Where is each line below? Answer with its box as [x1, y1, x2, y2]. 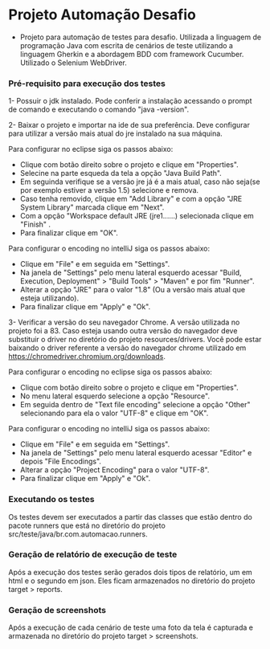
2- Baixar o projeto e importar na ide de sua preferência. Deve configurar [8, 120, 251, 130]
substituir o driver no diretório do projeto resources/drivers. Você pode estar [8, 335, 262, 345]
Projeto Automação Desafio [8, 6, 197, 24]
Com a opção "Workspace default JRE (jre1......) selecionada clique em [19, 211, 255, 221]
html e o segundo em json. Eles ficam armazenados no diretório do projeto [8, 576, 256, 586]
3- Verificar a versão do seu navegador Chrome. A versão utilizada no [8, 317, 240, 327]
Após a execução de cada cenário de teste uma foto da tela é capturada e [8, 622, 254, 632]
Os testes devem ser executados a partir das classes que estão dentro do [8, 512, 253, 521]
